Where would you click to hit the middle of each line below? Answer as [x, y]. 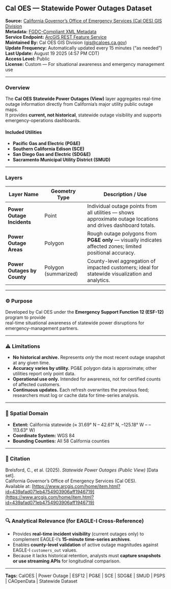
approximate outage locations [123, 219]
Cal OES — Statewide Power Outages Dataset [79, 8]
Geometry [63, 191]
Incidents [20, 222]
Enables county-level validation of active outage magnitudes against [85, 545]
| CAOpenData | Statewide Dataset [41, 581]
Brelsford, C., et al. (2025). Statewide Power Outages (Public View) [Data [82, 470]
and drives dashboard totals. [121, 225]
